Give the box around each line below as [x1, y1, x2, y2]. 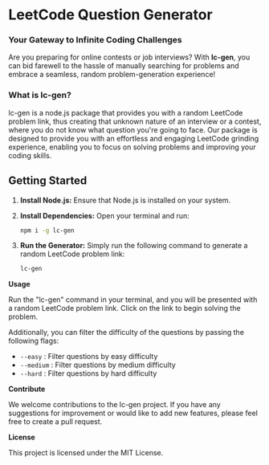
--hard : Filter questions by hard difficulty [19, 369, 157, 378]
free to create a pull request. [8, 417, 103, 426]
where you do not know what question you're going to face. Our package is [8, 124, 259, 134]
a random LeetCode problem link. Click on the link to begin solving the [8, 304, 241, 313]
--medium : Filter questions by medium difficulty [19, 360, 177, 370]
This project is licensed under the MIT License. [8, 448, 164, 458]
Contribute [8, 384, 46, 394]
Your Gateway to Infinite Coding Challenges [8, 35, 182, 46]
